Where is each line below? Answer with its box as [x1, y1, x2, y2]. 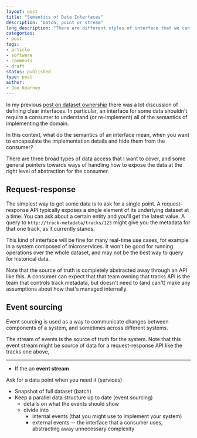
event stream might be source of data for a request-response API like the [6, 342, 183, 349]
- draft [6, 63, 25, 69]
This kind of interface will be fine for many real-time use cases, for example [6, 236, 189, 244]
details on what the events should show [23, 400, 119, 407]
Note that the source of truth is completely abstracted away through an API [6, 267, 188, 274]
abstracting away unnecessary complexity [32, 425, 135, 432]
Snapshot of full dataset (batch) [14, 388, 92, 395]
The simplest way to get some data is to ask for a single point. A [6, 200, 161, 207]
